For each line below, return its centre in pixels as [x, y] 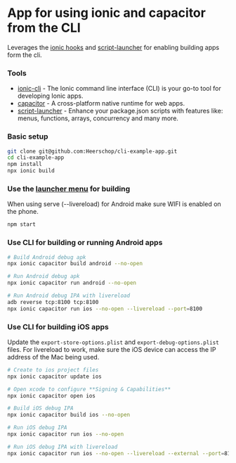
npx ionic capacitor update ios [54, 376]
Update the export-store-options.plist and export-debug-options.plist [113, 342]
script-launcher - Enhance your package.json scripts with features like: [120, 111]
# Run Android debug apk [44, 277]
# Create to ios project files [53, 370]
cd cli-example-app [36, 158]
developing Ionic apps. [50, 96]
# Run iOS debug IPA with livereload [63, 447]
